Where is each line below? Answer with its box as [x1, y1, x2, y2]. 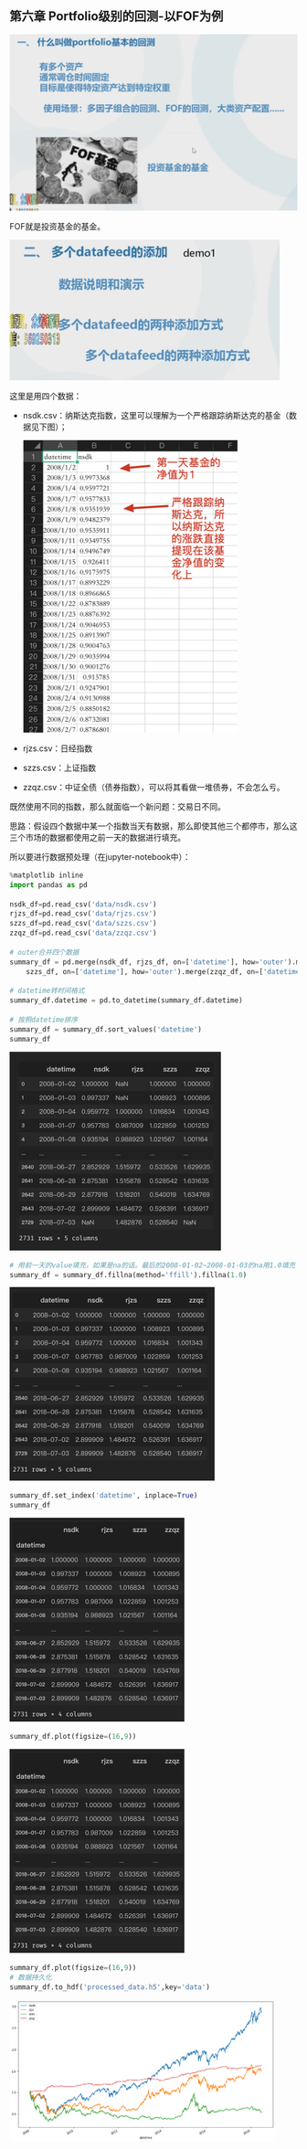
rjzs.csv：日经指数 [22, 743, 93, 754]
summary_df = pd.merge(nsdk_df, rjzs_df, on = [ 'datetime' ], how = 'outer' [9, 958, 288, 967]
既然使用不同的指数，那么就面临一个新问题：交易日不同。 [9, 800, 226, 811]
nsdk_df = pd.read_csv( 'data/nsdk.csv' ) [9, 899, 157, 909]
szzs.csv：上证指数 [22, 762, 97, 773]
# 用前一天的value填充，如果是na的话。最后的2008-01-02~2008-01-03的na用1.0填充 [9, 1260, 296, 1270]
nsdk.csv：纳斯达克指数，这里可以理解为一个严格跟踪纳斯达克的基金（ [22, 409, 290, 420]
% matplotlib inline [9, 871, 84, 880]
